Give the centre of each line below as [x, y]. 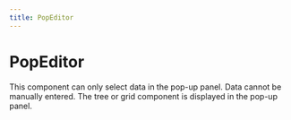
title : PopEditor [42, 17]
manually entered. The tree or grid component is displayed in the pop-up [143, 96]
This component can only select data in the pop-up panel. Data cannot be [145, 87]
